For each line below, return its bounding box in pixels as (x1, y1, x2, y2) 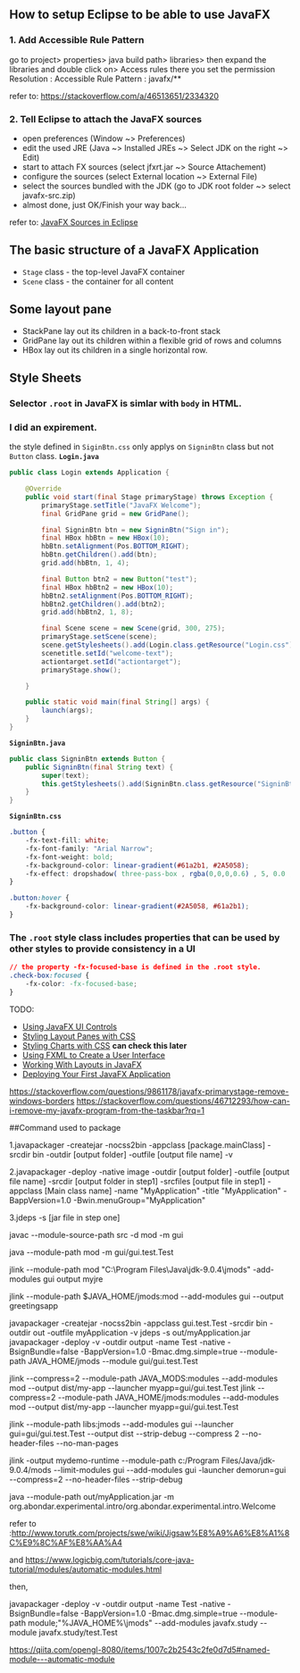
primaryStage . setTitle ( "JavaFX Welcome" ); (41, 500, 202, 510)
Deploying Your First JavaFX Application (21, 1068, 171, 1079)
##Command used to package (9, 1122, 121, 1133)
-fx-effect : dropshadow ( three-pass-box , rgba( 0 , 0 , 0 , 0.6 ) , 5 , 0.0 (25, 869, 286, 878)
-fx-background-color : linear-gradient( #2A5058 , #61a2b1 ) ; (25, 902, 250, 911)
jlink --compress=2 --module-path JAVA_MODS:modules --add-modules (9, 1373, 279, 1384)
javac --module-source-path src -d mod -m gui (9, 1229, 184, 1240)
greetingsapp (9, 1300, 59, 1311)
